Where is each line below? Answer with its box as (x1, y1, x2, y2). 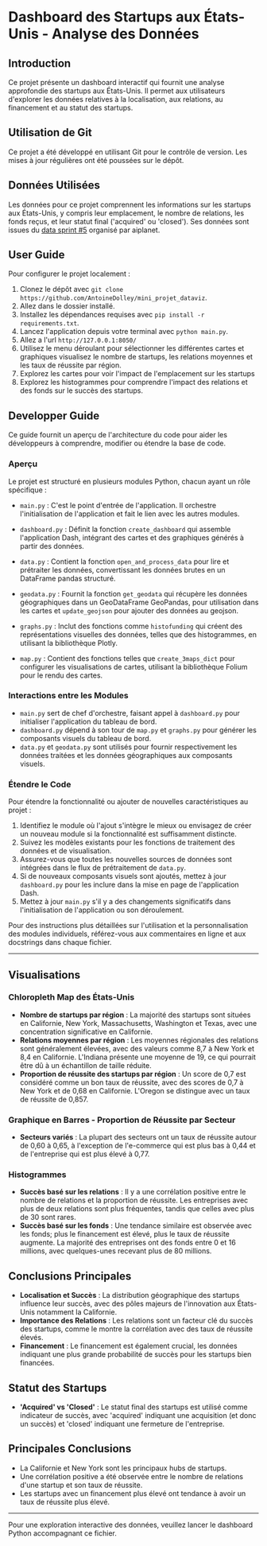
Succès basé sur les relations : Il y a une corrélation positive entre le (19, 1187, 246, 1197)
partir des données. (19, 541, 85, 550)
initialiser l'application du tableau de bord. (19, 717, 157, 726)
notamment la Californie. (37, 1307, 118, 1317)
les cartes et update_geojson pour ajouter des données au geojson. (19, 605, 239, 616)
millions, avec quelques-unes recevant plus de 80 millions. (19, 1246, 212, 1256)
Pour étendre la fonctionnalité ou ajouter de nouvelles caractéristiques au (8, 797, 249, 806)
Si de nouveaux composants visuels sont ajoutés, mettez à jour (19, 872, 226, 881)
